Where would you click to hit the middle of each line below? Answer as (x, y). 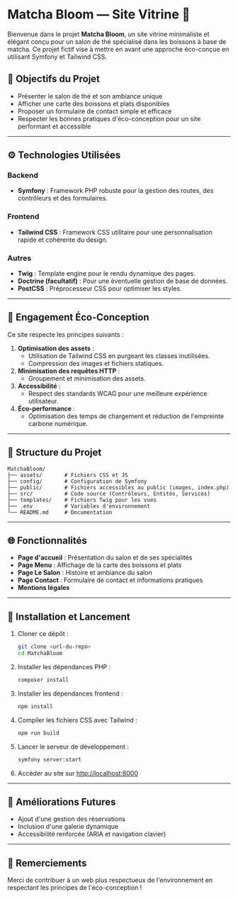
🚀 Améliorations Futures (62, 802)
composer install (43, 680)
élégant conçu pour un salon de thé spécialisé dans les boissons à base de (117, 41)
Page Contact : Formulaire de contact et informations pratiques (110, 580)
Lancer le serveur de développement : (73, 747)
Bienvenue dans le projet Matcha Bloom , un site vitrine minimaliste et (109, 34)
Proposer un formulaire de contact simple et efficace (95, 111)
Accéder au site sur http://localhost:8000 (78, 773)
